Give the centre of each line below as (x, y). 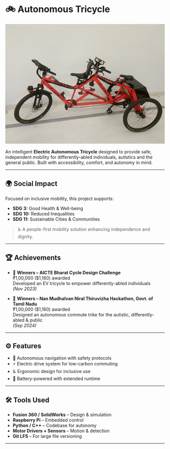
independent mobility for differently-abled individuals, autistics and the (79, 157)
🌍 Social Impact (31, 184)
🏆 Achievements (33, 258)
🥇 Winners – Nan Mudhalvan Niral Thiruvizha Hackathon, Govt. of (83, 298)
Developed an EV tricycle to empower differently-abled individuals (81, 283)
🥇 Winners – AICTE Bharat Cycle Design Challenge (67, 272)
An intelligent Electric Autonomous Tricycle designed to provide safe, (78, 151)
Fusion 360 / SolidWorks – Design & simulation (62, 415)
